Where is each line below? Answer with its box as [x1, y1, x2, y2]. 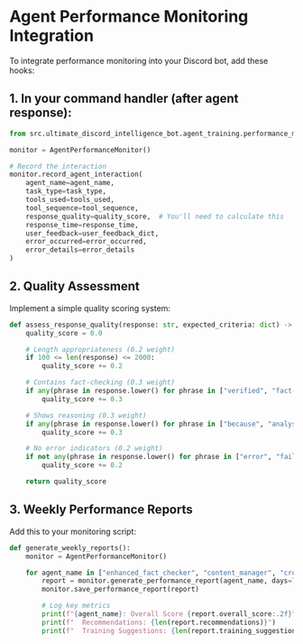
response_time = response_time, [25, 220, 140, 229]
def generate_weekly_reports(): [9, 543, 131, 552]
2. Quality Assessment [9, 279, 140, 294]
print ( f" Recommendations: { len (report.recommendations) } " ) [41, 618, 277, 627]
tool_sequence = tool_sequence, [25, 203, 140, 213]
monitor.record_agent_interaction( [9, 170, 143, 179]
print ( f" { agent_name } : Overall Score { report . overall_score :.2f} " [41, 610, 297, 619]
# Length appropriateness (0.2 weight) [25, 345, 176, 354]
